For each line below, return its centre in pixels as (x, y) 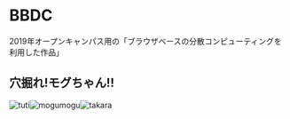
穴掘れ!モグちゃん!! (62, 83)
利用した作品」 (36, 52)
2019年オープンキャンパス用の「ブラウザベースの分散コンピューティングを (145, 41)
